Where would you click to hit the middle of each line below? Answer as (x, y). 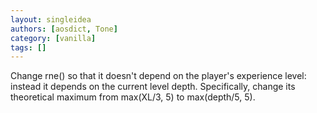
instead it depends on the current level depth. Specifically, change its (153, 87)
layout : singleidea (51, 19)
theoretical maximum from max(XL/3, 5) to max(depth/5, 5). (133, 97)
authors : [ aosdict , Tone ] (64, 29)
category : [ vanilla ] (53, 38)
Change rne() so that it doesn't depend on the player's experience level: (158, 76)
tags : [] (28, 47)
